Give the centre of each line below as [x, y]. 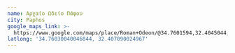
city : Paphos [26, 20]
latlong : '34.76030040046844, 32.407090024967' [78, 39]
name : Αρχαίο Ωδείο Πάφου [45, 13]
